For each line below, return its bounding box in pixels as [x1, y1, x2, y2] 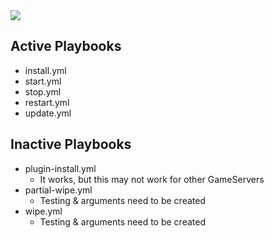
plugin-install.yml [24, 162, 97, 174]
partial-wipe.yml [24, 184, 93, 196]
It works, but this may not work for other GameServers [39, 173, 265, 185]
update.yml [24, 107, 72, 119]
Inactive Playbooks [10, 136, 132, 153]
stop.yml [24, 85, 62, 98]
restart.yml [24, 96, 70, 108]
